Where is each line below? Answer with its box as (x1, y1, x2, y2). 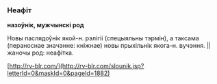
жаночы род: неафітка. (7, 48, 74, 57)
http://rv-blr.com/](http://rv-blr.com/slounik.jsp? (9, 62, 144, 70)
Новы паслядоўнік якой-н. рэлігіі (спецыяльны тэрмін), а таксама (7, 34, 200, 42)
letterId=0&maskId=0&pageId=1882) (7, 69, 110, 77)
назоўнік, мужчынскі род (7, 21, 84, 29)
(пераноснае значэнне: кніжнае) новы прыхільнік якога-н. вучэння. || (7, 42, 211, 50)
